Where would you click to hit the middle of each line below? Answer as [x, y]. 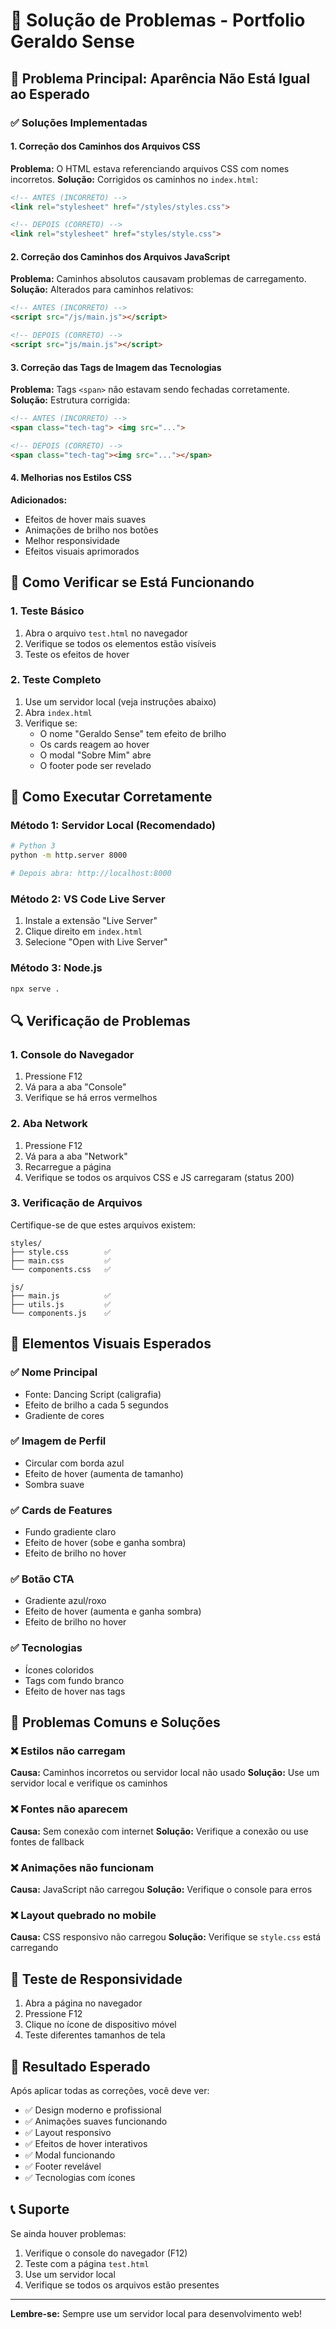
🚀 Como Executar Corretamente [111, 797]
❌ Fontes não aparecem [69, 1809]
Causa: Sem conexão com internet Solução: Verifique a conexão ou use [159, 1831]
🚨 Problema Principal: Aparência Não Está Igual [160, 78]
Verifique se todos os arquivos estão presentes [122, 2285]
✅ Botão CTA [42, 1579]
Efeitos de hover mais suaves [85, 519]
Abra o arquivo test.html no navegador [106, 633]
